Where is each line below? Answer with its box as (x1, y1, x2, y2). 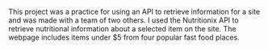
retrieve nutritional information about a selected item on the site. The (8, 24, 237, 33)
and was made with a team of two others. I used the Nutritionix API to (8, 15, 240, 25)
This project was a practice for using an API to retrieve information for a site (8, 7, 261, 16)
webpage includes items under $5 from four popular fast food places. (8, 32, 240, 42)
